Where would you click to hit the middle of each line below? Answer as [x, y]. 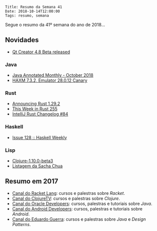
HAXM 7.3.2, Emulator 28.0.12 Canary [50, 80]
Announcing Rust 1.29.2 [36, 104]
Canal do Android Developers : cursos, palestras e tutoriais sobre [77, 208]
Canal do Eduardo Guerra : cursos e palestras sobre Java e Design [79, 219]
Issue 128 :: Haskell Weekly [39, 138]
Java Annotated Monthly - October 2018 [53, 75]
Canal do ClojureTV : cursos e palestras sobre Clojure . [66, 198]
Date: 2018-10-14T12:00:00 [33, 11]
